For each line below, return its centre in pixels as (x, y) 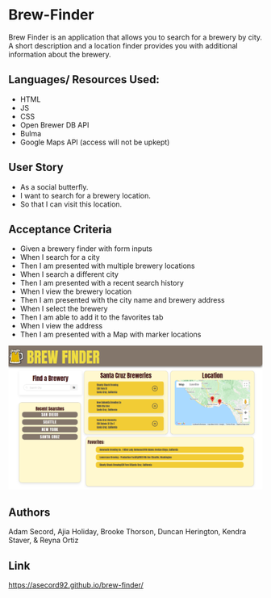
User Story (36, 167)
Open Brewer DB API (54, 125)
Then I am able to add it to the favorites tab (92, 317)
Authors (29, 512)
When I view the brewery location (76, 291)
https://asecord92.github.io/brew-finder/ (76, 585)
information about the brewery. (60, 54)
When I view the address (61, 326)
